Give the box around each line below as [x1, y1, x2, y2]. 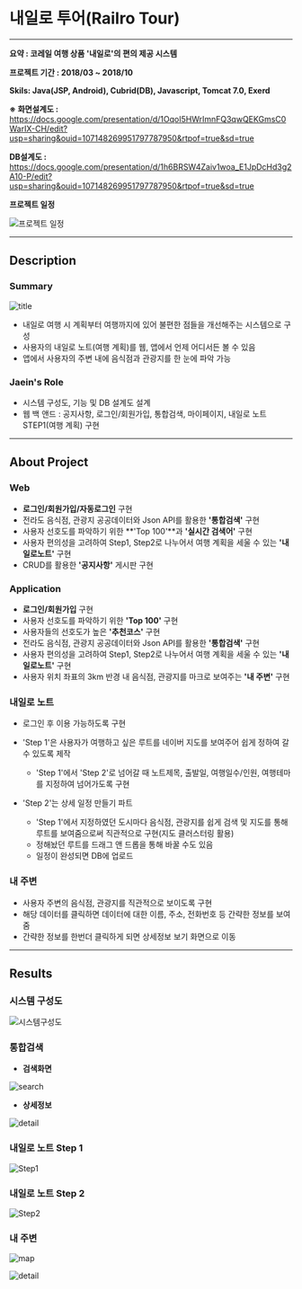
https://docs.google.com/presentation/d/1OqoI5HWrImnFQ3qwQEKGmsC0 [9, 113, 287, 124]
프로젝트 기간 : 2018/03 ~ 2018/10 [9, 66, 133, 77]
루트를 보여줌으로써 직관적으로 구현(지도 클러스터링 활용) [35, 828, 235, 839]
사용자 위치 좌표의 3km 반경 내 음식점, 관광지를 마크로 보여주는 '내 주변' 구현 [22, 671, 290, 682]
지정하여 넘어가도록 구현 [45, 779, 130, 790]
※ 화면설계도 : [9, 103, 59, 114]
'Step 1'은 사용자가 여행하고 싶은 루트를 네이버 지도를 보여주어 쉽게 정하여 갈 [22, 737, 289, 748]
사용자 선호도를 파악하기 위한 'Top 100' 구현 [22, 614, 179, 625]
